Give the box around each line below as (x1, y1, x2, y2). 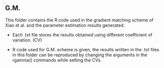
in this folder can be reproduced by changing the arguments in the (12, 52, 148, 58)
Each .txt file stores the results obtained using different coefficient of (12, 32, 153, 37)
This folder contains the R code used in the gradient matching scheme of (5, 17, 154, 23)
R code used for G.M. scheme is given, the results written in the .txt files (12, 46, 160, 52)
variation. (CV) (12, 37, 42, 43)
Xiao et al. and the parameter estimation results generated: (5, 22, 125, 28)
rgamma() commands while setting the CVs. (12, 57, 102, 63)
